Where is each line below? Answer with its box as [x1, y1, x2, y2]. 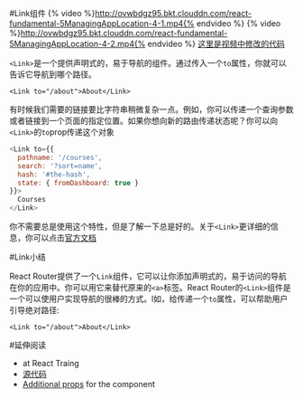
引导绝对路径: [9, 305, 60, 315]
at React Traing [22, 358, 79, 368]
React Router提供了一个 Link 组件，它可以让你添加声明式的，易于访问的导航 [9, 270, 287, 281]
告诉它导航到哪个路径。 [9, 69, 96, 80]
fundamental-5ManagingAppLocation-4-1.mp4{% [9, 18, 195, 29]
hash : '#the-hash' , [17, 170, 91, 179]
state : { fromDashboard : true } [17, 178, 140, 187]
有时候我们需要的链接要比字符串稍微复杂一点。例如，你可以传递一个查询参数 [9, 104, 294, 115]
